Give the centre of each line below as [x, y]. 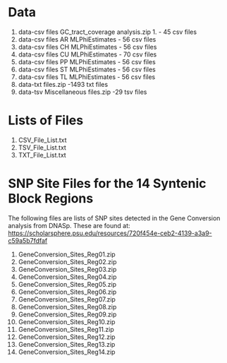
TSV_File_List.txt [42, 147]
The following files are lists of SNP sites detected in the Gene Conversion [114, 218]
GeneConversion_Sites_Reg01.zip [67, 254]
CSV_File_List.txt [42, 140]
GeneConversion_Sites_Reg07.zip [67, 299]
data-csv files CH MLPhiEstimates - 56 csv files [87, 47]
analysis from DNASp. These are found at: [69, 225]
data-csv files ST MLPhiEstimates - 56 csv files [87, 69]
